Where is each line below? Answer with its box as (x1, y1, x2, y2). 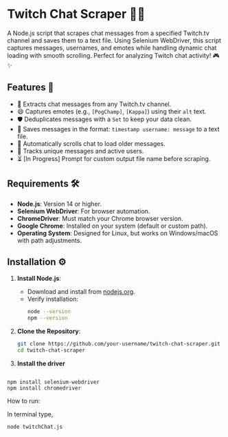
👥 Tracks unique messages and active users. (16, 147, 144, 155)
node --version (27, 308, 71, 315)
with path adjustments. (16, 236, 82, 244)
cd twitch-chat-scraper (16, 347, 86, 354)
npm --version (27, 315, 68, 322)
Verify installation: (27, 295, 79, 303)
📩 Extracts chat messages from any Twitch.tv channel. (16, 100, 172, 108)
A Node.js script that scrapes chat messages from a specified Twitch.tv (7, 29, 209, 37)
